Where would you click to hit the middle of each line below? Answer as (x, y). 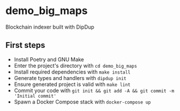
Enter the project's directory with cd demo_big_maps (75, 65)
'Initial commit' (35, 96)
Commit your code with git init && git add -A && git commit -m (94, 90)
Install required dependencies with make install (72, 72)
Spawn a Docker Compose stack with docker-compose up (82, 102)
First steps (25, 45)
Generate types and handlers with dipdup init (70, 78)
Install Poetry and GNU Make (49, 59)
